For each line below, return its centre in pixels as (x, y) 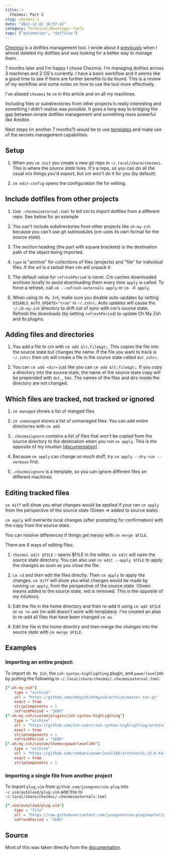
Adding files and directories (50, 335)
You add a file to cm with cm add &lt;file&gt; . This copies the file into (86, 347)
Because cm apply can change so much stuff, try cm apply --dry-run (83, 457)
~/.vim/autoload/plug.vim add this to (44, 792)
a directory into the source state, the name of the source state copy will (87, 373)
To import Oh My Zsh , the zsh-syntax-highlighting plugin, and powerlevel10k (84, 673)
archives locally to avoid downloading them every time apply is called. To (88, 282)
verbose (20, 462)
